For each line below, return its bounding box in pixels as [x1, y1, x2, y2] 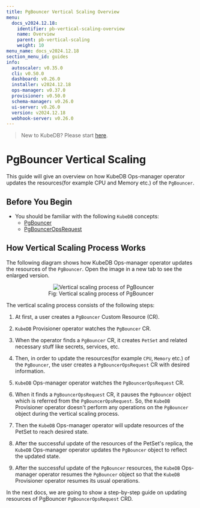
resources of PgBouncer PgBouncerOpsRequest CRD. [6, 495, 133, 502]
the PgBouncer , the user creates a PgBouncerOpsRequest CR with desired [14, 361, 190, 368]
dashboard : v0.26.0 [11, 76, 61, 82]
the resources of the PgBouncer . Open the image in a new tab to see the [6, 265, 182, 272]
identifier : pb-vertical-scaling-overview [17, 25, 125, 32]
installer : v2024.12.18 [11, 82, 71, 88]
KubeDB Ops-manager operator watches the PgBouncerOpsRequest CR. [14, 379, 185, 386]
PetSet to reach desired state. [14, 428, 89, 435]
